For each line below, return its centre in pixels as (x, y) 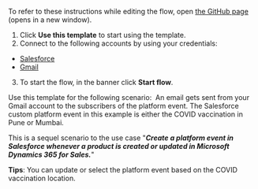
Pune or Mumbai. (36, 122)
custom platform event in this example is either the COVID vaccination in (125, 114)
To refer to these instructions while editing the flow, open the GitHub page (128, 11)
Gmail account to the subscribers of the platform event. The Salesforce (123, 106)
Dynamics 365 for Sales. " (51, 154)
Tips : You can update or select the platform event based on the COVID (123, 170)
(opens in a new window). (50, 20)
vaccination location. (42, 178)
